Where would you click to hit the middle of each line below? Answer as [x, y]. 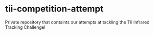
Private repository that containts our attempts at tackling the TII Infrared [77, 22]
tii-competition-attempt [54, 9]
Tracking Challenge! [25, 27]
